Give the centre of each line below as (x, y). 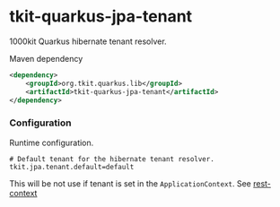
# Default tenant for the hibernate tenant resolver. (112, 159)
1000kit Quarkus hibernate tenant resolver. (88, 41)
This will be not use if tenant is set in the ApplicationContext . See (130, 183)
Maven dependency (46, 58)
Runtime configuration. (52, 142)
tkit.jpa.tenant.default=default (72, 167)
